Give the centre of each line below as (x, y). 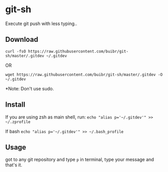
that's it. (14, 165)
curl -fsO (16, 51)
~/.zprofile (18, 122)
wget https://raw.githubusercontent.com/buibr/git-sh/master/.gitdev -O (84, 75)
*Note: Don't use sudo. (30, 88)
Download (22, 40)
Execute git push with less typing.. (41, 23)
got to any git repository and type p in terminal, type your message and (80, 160)
